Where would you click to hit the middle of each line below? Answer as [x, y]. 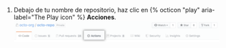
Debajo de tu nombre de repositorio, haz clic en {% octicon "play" [107, 10]
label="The [29, 17]
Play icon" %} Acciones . [81, 17]
